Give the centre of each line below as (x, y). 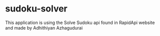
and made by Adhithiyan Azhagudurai (44, 27)
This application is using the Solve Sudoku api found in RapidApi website (80, 22)
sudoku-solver (36, 9)
